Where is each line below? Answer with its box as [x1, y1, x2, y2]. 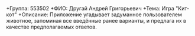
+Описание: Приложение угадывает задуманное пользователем [18, 11, 182, 18]
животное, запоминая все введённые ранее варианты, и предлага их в [6, 17, 187, 24]
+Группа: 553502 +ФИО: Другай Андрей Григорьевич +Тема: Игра [6, 5, 174, 12]
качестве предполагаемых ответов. [6, 23, 97, 30]
